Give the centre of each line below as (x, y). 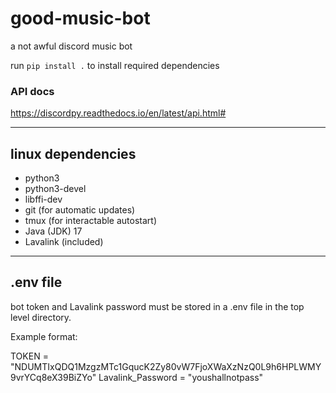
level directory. (41, 317)
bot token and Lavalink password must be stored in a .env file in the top (157, 306)
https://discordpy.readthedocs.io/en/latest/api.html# (118, 113)
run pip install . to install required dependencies (115, 65)
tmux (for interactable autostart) (91, 221)
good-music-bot (80, 18)
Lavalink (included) (64, 242)
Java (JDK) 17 (53, 231)
